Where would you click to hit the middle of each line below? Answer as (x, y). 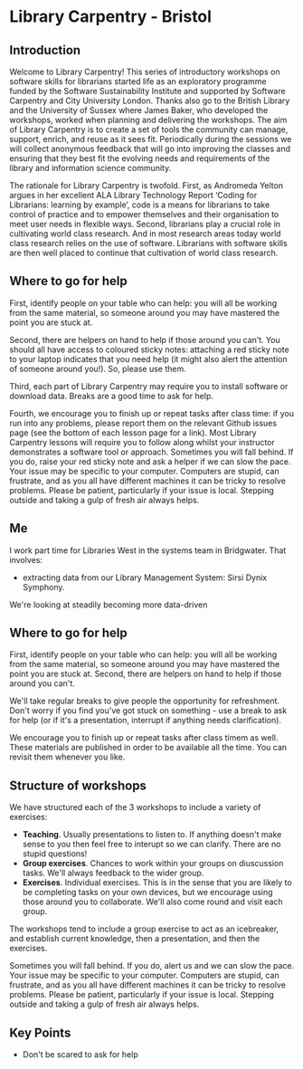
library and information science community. (90, 168)
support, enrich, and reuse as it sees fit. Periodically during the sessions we (151, 139)
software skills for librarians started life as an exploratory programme (138, 81)
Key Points (40, 1032)
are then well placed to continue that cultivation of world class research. (144, 253)
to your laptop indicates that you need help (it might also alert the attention (148, 358)
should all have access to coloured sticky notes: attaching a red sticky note (149, 349)
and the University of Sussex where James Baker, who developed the (139, 110)
